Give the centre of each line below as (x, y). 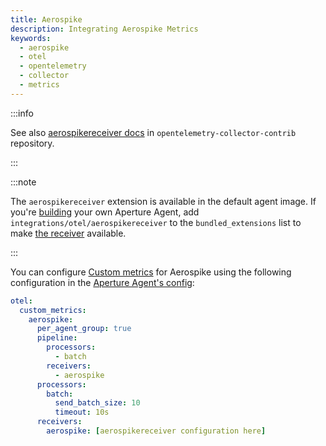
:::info (22, 113)
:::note (23, 182)
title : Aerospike (46, 19)
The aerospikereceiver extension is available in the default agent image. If (163, 201)
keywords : (31, 38)
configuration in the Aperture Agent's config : (102, 282)
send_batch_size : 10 (97, 403)
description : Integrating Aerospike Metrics (104, 29)
